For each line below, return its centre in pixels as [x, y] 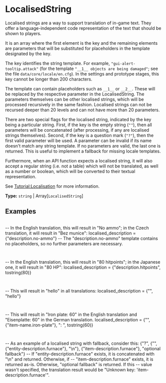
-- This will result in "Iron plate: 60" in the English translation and [71, 314]
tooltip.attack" [22, 69]
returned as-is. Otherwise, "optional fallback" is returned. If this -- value [79, 364]
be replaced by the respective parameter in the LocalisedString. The [75, 94]
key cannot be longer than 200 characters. [49, 79]
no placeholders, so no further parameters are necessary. [64, 243]
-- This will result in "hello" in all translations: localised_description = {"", [79, 291]
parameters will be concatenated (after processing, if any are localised [77, 130]
